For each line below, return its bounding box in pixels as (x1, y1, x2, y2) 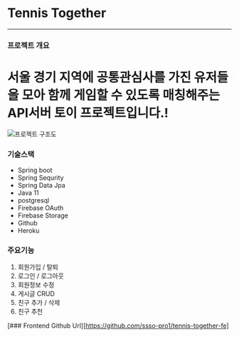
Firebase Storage (17, 211, 69, 220)
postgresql (17, 196, 50, 205)
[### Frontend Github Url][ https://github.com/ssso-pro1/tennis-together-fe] (7, 321, 229, 330)
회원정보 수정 (17, 281, 55, 289)
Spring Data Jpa (17, 181, 65, 190)
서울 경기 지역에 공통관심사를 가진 (7, 70, 191, 86)
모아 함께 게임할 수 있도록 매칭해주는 (21, 87, 221, 104)
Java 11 (17, 188, 39, 197)
